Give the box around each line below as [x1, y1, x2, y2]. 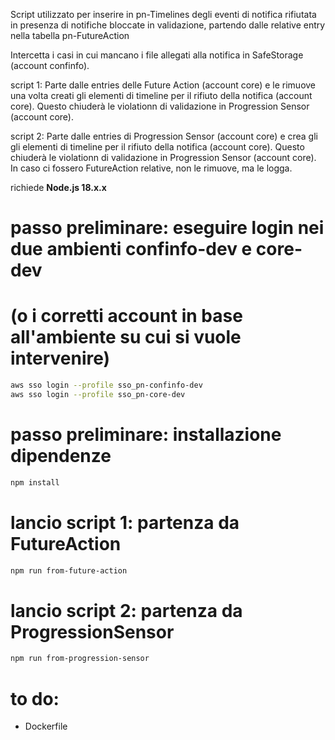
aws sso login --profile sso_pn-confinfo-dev [10, 380, 203, 391]
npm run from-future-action [10, 565, 128, 576]
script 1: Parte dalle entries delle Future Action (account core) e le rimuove [10, 79, 317, 91]
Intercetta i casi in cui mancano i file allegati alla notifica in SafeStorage [10, 49, 304, 61]
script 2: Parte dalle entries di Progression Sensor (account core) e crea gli [10, 130, 318, 142]
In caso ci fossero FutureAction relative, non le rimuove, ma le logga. [10, 162, 293, 174]
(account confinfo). [10, 60, 90, 71]
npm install [10, 477, 60, 488]
